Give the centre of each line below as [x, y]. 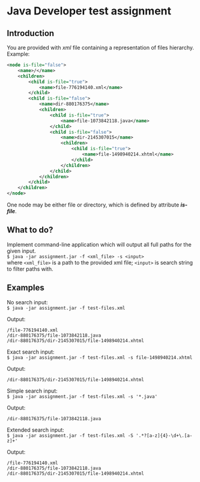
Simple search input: [32, 391]
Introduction [31, 33]
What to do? [30, 230]
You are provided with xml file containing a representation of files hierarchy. [101, 47]
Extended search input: [36, 430]
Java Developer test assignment [89, 11]
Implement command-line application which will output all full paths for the [99, 244]
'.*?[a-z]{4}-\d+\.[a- [164, 435]
